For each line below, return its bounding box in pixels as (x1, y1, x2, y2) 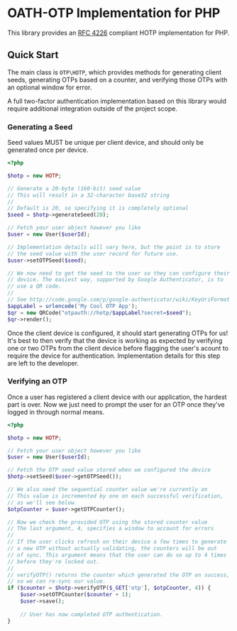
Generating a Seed (7, 122, 73, 132)
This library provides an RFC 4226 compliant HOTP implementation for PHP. (7, 28, 230, 37)
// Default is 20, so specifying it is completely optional (7, 204, 189, 212)
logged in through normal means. (7, 407, 105, 416)
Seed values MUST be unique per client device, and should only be (7, 138, 204, 147)
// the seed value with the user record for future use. (7, 250, 180, 257)
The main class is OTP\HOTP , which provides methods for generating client (7, 67, 222, 76)
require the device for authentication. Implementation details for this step (7, 351, 221, 360)
